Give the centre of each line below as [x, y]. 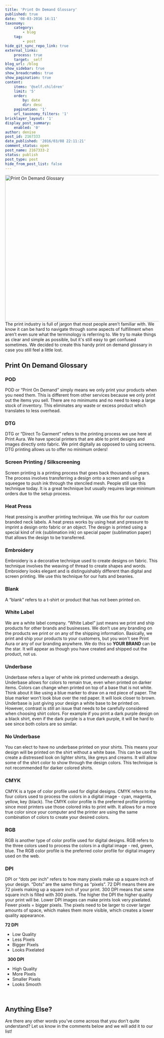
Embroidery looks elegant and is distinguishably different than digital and [78, 571]
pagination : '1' [31, 110]
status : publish [21, 155]
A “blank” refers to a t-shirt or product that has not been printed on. [73, 600]
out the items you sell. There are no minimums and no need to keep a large [80, 400]
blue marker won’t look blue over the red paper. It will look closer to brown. [80, 698]
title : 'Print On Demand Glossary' [41, 10]
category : [24, 28]
